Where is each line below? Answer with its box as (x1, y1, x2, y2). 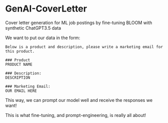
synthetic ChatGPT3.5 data (5, 25, 61, 31)
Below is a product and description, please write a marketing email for (5, 44, 163, 49)
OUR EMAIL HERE (5, 88, 37, 93)
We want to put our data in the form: (5, 35, 80, 41)
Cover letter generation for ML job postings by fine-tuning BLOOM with (5, 20, 152, 26)
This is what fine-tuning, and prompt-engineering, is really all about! (5, 112, 146, 118)
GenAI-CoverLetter (5, 3, 87, 15)
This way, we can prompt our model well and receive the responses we (5, 97, 153, 103)
